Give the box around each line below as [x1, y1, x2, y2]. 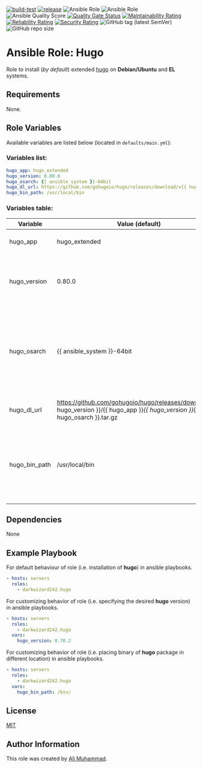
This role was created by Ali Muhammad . [6, 755, 108, 763]
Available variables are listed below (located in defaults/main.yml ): [6, 139, 172, 146]
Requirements [6, 90, 60, 100]
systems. [6, 72, 29, 79]
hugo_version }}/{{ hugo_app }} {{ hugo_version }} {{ [57, 406, 198, 414]
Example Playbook [6, 547, 77, 558]
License [6, 706, 37, 716]
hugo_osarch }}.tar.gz [57, 413, 118, 421]
